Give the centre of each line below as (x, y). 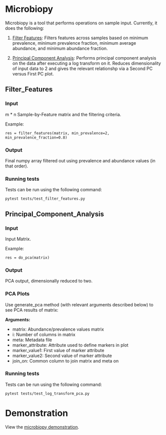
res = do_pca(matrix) (28, 257)
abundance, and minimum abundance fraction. (60, 48)
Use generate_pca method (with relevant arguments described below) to (79, 304)
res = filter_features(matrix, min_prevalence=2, (57, 133)
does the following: (25, 28)
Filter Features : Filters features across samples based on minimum (80, 38)
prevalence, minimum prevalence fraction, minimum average (74, 43)
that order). (17, 166)
